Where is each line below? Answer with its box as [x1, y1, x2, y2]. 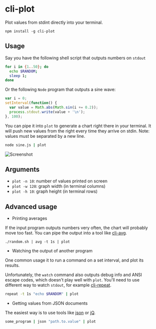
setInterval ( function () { [5, 100, 57, 105]
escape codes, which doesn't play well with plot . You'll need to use [5, 277, 140, 283]
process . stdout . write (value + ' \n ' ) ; [9, 109, 85, 115]
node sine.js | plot [5, 142, 47, 148]
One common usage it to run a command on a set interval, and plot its [5, 257, 144, 263]
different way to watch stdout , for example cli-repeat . [5, 282, 112, 288]
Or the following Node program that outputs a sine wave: [5, 86, 116, 93]
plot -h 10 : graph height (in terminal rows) [12, 188, 98, 195]
